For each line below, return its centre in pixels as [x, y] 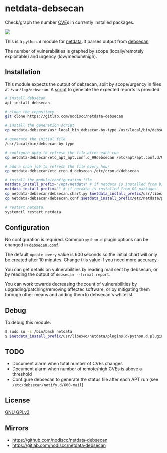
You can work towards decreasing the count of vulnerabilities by [71, 284]
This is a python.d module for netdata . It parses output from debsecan [77, 41]
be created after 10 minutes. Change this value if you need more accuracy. [82, 260]
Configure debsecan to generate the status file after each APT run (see [85, 379]
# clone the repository [30, 112]
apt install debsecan [28, 103]
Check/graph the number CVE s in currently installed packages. [70, 22]
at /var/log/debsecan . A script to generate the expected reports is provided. [83, 89]
